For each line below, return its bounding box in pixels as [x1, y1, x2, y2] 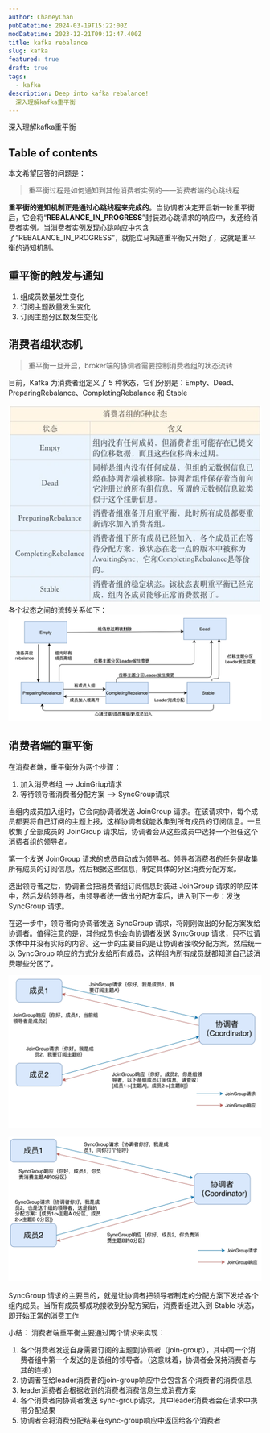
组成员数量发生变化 [19, 292, 84, 301]
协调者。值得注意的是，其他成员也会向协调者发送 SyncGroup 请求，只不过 [8, 928, 254, 938]
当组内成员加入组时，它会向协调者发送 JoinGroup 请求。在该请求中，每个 [8, 806, 252, 816]
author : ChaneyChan [8, 13, 74, 21]
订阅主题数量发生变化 [19, 302, 91, 311]
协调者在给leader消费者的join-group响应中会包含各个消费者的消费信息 [19, 1375, 252, 1385]
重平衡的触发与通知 [8, 268, 104, 282]
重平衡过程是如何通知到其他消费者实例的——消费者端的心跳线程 [27, 185, 239, 195]
